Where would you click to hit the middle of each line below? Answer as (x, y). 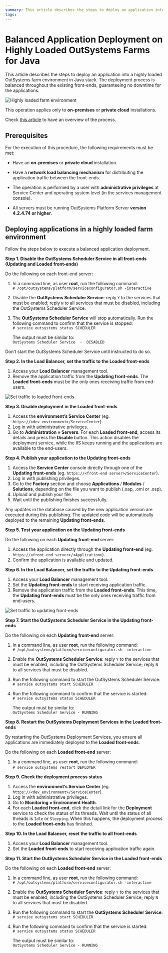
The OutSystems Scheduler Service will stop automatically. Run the (83, 318)
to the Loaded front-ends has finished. (53, 824)
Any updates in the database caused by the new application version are (79, 510)
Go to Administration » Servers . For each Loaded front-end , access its (86, 432)
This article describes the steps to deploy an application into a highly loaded (84, 75)
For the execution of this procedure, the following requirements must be (79, 148)
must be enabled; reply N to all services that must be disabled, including (86, 303)
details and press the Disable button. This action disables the (75, 438)
